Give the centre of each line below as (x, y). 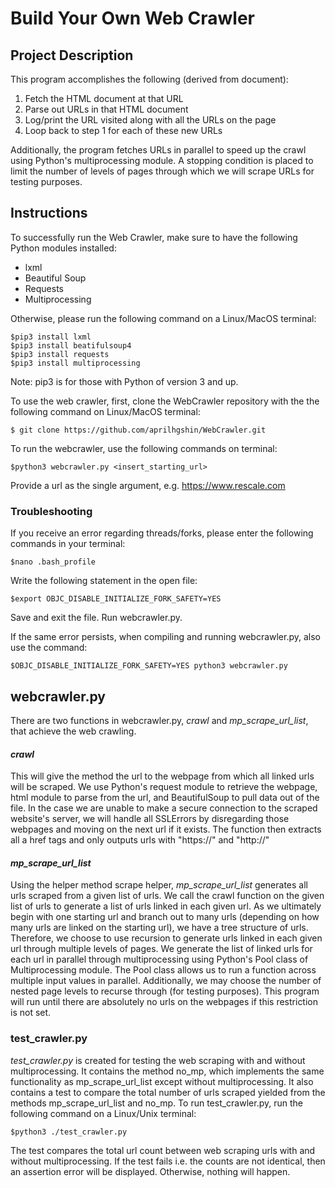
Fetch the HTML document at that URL (104, 98)
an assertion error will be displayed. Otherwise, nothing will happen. (150, 1171)
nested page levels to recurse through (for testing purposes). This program (165, 991)
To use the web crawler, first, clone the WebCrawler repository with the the (165, 401)
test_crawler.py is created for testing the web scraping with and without (158, 1060)
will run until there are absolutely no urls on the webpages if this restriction (164, 1002)
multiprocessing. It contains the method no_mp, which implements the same (167, 1071)
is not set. (31, 1013)
